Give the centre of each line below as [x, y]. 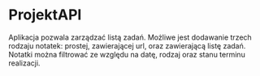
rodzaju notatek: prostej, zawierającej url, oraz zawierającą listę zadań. [127, 45]
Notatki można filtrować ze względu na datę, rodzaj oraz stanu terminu [127, 54]
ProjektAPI [45, 15]
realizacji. [24, 63]
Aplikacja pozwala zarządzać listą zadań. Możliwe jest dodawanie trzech [130, 37]
